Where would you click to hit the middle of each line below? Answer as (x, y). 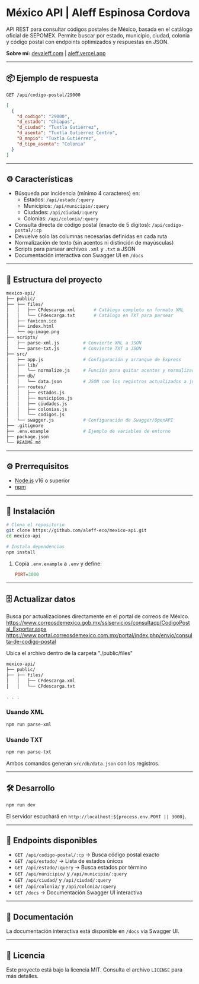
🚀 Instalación (31, 511)
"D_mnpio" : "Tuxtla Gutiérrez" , (57, 138)
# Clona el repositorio (36, 525)
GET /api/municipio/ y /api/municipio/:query (71, 874)
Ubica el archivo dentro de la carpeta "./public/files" (70, 653)
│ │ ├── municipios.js (39, 398)
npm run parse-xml (29, 724)
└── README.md (24, 442)
